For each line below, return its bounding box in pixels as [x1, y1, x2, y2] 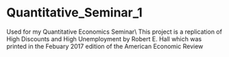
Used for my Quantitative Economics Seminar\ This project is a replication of [6, 27, 222, 36]
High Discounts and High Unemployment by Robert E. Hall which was [6, 34, 202, 43]
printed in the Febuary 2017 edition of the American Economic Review [6, 42, 204, 50]
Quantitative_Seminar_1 [6, 5, 143, 21]
